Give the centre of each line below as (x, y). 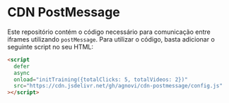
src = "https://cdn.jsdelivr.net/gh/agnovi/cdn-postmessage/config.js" (118, 86)
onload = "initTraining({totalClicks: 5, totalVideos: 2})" (101, 79)
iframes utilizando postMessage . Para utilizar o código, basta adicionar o (111, 39)
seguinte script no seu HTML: (51, 47)
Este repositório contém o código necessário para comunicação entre (109, 32)
